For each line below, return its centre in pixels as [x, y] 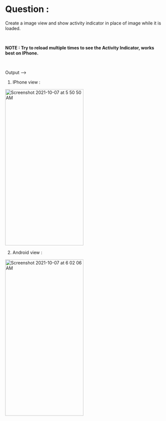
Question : [27, 9]
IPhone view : [26, 82]
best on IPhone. [22, 53]
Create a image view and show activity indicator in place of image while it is [83, 23]
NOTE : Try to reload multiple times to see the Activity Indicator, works [80, 47]
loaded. [13, 28]
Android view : [27, 252]
